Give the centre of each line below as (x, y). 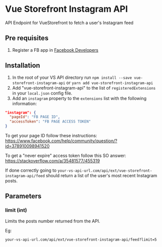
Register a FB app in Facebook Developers (55, 50)
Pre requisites (27, 38)
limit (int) (16, 210)
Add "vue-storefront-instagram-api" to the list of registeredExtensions (84, 88)
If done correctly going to (31, 170)
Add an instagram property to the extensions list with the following (79, 98)
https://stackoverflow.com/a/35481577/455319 (53, 161)
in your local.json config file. (42, 93)
